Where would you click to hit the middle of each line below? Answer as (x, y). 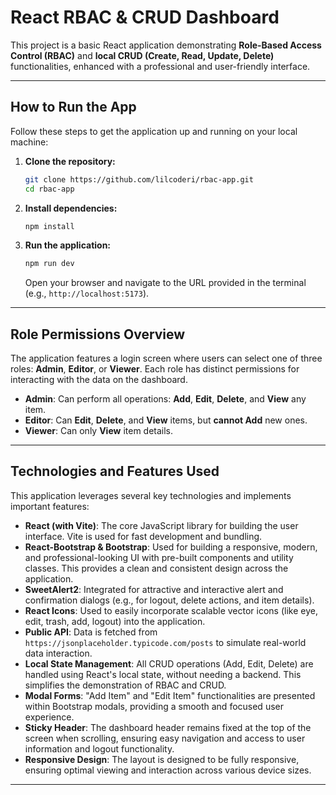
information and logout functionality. (99, 748)
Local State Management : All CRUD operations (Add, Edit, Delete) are (169, 663)
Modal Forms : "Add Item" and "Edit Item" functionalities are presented (170, 695)
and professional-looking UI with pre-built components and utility (159, 557)
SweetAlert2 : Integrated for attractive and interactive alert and (154, 589)
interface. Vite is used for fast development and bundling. (143, 536)
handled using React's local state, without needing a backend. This (163, 674)
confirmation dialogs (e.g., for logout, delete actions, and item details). (169, 600)
